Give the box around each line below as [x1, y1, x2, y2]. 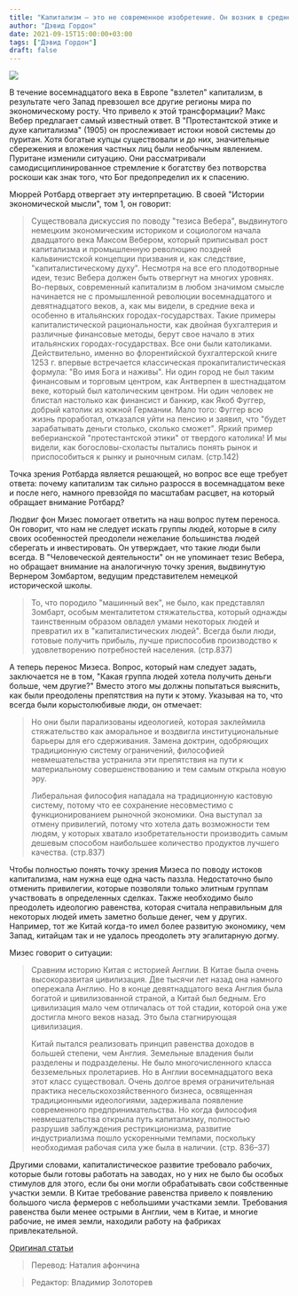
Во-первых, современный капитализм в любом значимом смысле [30, 281, 285, 293]
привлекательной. [9, 1226, 78, 1237]
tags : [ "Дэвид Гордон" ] [9, 37, 98, 47]
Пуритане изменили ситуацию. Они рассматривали [9, 153, 206, 164]
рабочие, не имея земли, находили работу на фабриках [9, 1216, 222, 1227]
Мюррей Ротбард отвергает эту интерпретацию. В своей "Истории [9, 189, 264, 200]
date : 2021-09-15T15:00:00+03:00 [9, 29, 133, 38]
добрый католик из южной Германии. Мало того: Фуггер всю [30, 405, 263, 415]
